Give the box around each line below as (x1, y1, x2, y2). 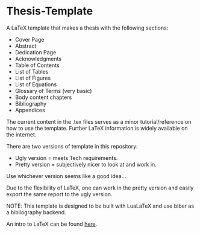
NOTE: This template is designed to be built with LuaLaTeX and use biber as (6, 202, 195, 209)
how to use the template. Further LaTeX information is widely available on (6, 124, 188, 132)
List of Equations (14, 80, 57, 88)
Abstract (14, 42, 37, 49)
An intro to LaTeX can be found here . (6, 220, 98, 228)
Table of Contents (14, 62, 60, 69)
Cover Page (14, 36, 45, 43)
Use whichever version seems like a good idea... (6, 172, 127, 179)
